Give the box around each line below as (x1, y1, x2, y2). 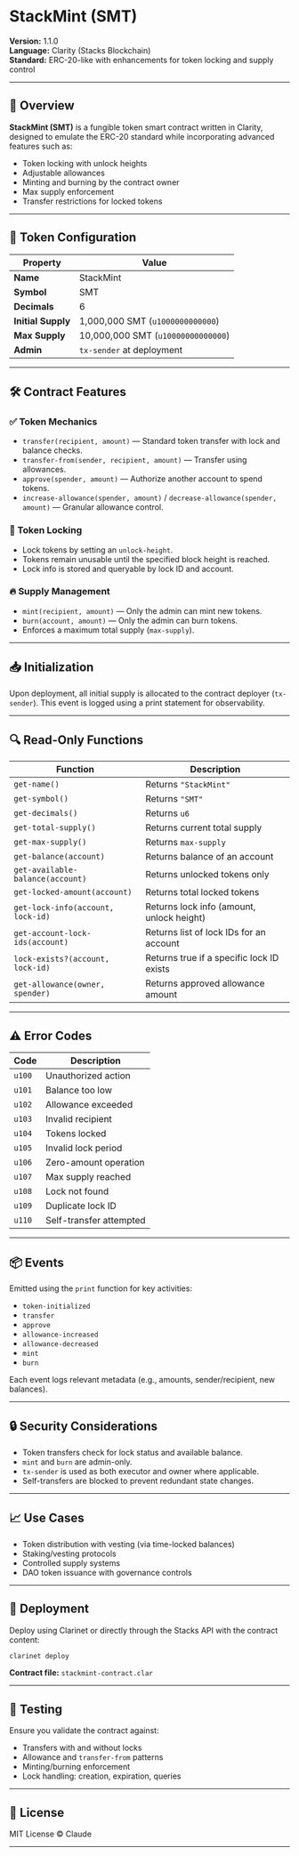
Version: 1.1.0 (9, 36, 59, 46)
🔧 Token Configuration (9, 230, 137, 246)
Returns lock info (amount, (145, 900, 256, 913)
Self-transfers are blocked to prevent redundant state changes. (21, 1475, 255, 1486)
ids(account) (13, 937, 69, 948)
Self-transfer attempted (45, 1214, 146, 1227)
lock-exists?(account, (13, 954, 109, 964)
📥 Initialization (9, 660, 94, 675)
